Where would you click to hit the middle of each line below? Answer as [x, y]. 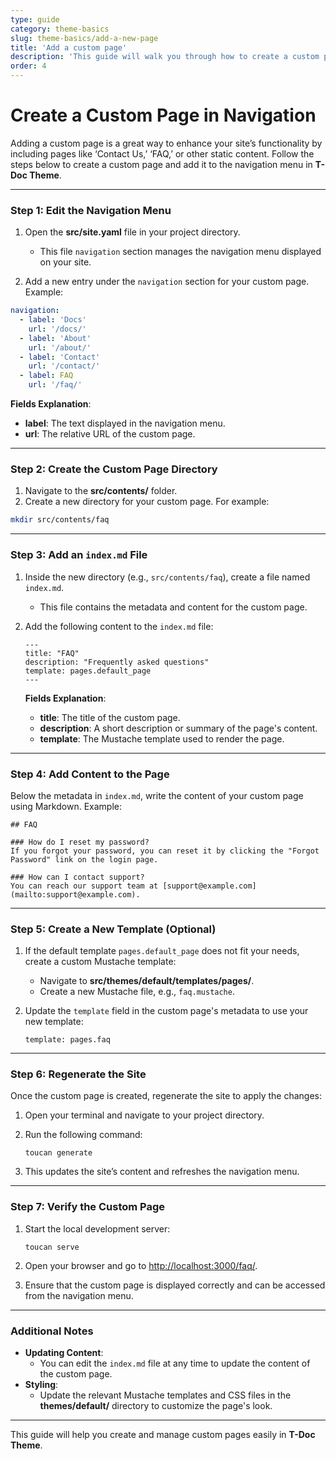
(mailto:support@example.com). [75, 894]
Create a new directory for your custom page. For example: [147, 502]
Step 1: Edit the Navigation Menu [91, 210]
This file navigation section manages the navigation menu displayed [180, 252]
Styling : [41, 1385]
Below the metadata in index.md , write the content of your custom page [157, 795]
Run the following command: [83, 1135]
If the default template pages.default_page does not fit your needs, [162, 951]
